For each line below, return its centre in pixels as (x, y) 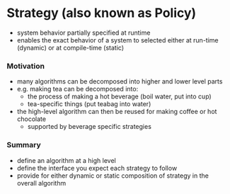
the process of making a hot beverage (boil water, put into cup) (119, 96)
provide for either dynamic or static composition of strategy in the (113, 176)
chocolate (31, 119)
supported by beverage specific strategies (89, 127)
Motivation (26, 66)
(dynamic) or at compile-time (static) (70, 47)
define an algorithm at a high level (66, 160)
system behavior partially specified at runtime (84, 33)
